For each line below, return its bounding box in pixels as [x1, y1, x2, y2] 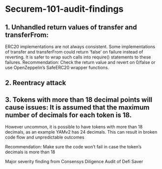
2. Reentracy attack [5, 79, 66, 87]
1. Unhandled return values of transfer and [5, 23, 137, 31]
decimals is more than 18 [5, 149, 55, 155]
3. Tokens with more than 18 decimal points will [5, 95, 153, 104]
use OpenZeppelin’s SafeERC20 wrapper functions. [5, 65, 109, 70]
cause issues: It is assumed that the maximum [5, 103, 150, 112]
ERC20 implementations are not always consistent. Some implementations [5, 44, 156, 50]
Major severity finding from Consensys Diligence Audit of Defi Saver [5, 159, 143, 165]
